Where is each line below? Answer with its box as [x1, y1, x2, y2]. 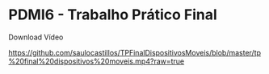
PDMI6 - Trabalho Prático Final [8, 6, 218, 24]
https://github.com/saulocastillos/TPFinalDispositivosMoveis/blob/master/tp [8, 47, 261, 57]
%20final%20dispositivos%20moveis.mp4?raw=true [8, 56, 185, 66]
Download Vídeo [8, 32, 64, 42]
